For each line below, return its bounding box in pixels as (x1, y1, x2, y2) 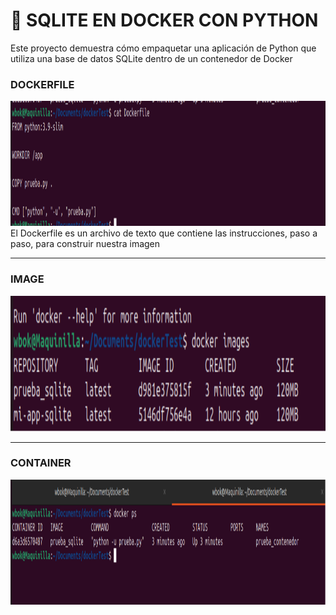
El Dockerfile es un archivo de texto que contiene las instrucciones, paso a (10, 227, 318, 239)
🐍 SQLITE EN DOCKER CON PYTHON (10, 9, 319, 32)
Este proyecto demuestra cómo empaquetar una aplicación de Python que (10, 42, 317, 54)
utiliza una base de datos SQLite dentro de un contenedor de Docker (10, 52, 293, 64)
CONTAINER (10, 456, 72, 470)
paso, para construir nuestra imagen (10, 238, 161, 250)
